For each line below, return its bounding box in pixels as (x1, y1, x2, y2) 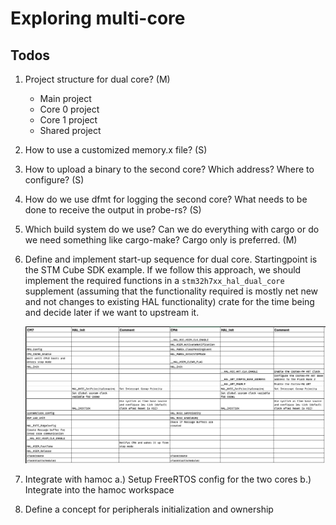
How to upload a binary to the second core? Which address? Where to (24, 163, 315, 175)
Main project (39, 93, 92, 104)
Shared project (39, 125, 102, 136)
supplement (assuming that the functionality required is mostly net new (24, 285, 319, 297)
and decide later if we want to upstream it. (24, 307, 200, 318)
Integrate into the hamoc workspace (24, 483, 175, 496)
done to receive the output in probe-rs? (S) (24, 204, 202, 216)
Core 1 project (39, 114, 98, 126)
